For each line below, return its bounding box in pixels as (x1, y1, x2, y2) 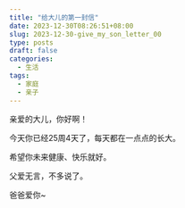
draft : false (9, 46, 58, 55)
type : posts (9, 37, 54, 47)
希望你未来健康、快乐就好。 (9, 151, 112, 162)
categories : (9, 54, 54, 63)
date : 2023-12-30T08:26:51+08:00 (9, 21, 134, 30)
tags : (9, 71, 29, 80)
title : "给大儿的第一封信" (9, 12, 99, 22)
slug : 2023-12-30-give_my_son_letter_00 (9, 29, 163, 38)
